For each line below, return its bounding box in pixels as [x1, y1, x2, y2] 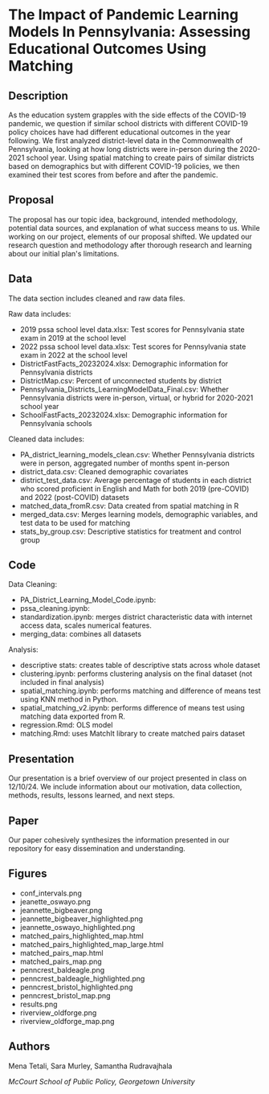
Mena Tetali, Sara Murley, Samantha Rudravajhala [8, 1061, 173, 1071]
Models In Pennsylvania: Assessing [8, 23, 251, 41]
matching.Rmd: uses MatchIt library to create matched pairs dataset [19, 729, 246, 739]
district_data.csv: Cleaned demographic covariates [19, 466, 189, 476]
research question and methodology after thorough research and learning [8, 240, 252, 250]
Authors [8, 1039, 51, 1054]
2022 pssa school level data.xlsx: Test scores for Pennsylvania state [19, 342, 247, 351]
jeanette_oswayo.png [19, 896, 91, 906]
